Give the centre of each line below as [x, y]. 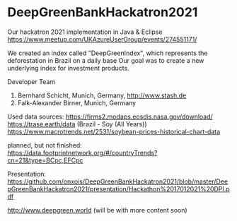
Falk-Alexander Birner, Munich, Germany [77, 102]
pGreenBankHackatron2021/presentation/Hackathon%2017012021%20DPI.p [118, 189]
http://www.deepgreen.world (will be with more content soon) [97, 210]
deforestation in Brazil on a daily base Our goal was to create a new [106, 60]
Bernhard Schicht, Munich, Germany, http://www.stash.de [102, 95]
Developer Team [31, 81]
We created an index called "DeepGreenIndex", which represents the [108, 53]
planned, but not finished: [45, 145]
